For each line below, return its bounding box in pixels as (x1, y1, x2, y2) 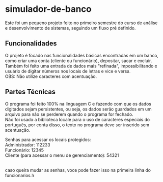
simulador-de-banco (5, 3, 92, 15)
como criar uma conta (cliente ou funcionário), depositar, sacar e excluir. (5, 58, 152, 64)
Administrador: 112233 (5, 142, 51, 147)
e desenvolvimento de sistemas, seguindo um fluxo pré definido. (5, 25, 136, 31)
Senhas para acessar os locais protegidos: (5, 137, 91, 143)
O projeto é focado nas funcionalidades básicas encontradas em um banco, (5, 52, 159, 58)
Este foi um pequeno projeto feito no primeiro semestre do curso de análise (5, 20, 158, 26)
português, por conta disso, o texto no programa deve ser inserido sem (5, 122, 150, 128)
